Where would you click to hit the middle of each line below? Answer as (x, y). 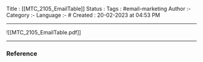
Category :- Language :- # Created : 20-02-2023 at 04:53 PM (83, 15)
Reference (22, 54)
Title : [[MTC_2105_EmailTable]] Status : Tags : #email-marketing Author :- (99, 9)
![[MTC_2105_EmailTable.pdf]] (44, 32)
